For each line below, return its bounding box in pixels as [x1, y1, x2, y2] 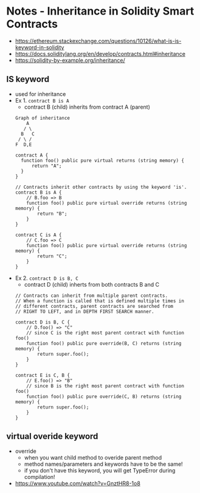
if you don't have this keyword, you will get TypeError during [24, 466, 176, 474]
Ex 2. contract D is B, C [15, 274, 79, 282]
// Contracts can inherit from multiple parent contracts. [15, 293, 168, 299]
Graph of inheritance [15, 115, 70, 121]
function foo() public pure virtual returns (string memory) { [21, 157, 184, 163]
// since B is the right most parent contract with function [26, 382, 184, 389]
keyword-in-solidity [15, 44, 64, 51]
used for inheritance [15, 90, 66, 98]
